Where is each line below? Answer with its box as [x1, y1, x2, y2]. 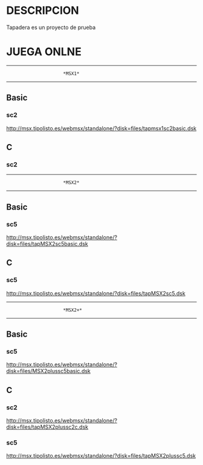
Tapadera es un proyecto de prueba [6, 24, 96, 31]
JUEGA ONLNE [6, 45, 82, 59]
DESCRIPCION [6, 4, 80, 18]
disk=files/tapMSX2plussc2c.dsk [6, 423, 89, 430]
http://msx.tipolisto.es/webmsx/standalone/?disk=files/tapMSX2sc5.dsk [6, 289, 185, 297]
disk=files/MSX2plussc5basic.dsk [6, 368, 91, 375]
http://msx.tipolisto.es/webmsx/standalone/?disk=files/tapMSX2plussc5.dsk [6, 452, 196, 460]
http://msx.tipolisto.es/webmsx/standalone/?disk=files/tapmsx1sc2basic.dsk [6, 125, 197, 132]
